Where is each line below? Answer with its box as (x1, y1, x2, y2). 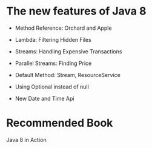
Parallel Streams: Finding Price (15, 59, 92, 67)
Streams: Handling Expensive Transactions (15, 47, 122, 55)
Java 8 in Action (6, 136, 47, 143)
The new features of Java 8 (6, 4, 147, 18)
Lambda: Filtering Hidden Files (15, 36, 92, 43)
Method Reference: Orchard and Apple (15, 24, 112, 32)
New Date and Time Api (15, 95, 74, 102)
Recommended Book (6, 116, 113, 130)
